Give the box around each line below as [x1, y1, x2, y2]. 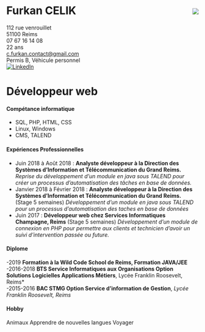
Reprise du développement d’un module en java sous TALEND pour [15, 172, 185, 179]
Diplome [6, 245, 29, 252]
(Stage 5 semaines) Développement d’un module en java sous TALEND [15, 198, 194, 206]
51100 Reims [6, 30, 38, 37]
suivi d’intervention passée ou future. [15, 231, 110, 238]
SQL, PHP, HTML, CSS [15, 119, 72, 126]
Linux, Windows [15, 125, 56, 132]
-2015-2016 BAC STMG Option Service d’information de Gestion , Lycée [6, 284, 189, 292]
